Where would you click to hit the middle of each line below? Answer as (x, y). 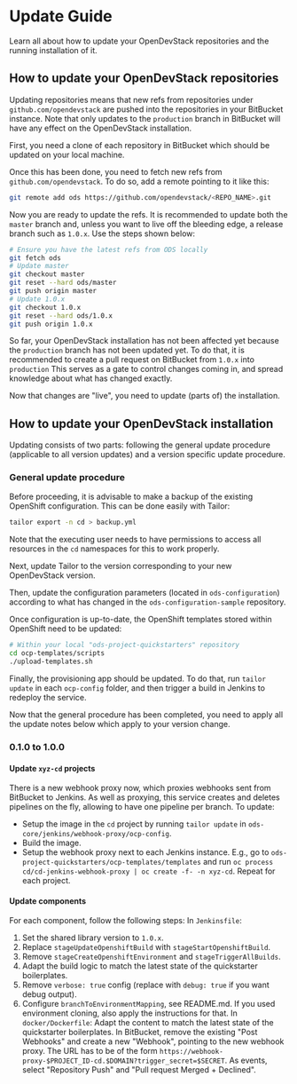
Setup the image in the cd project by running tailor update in (134, 824)
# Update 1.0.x (37, 299)
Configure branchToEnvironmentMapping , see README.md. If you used (148, 1004)
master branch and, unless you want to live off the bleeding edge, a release (146, 224)
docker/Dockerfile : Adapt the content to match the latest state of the (148, 1023)
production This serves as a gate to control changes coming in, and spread (146, 369)
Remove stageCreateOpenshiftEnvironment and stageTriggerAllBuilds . (151, 957)
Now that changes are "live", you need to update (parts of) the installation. (145, 396)
